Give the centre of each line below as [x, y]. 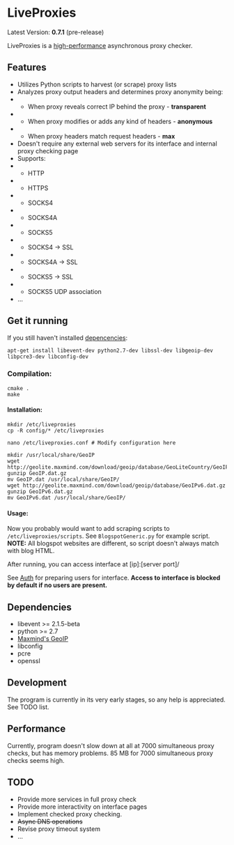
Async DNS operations [50, 821]
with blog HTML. [31, 551]
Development [37, 683]
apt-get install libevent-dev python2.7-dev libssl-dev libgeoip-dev [110, 350]
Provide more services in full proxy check [77, 799]
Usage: [18, 513]
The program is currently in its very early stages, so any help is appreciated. [117, 699]
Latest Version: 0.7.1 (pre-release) [56, 32]
